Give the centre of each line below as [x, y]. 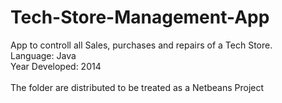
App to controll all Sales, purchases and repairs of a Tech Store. [141, 45]
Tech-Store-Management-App [140, 17]
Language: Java [43, 55]
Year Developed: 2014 [56, 66]
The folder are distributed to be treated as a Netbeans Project [137, 87]
